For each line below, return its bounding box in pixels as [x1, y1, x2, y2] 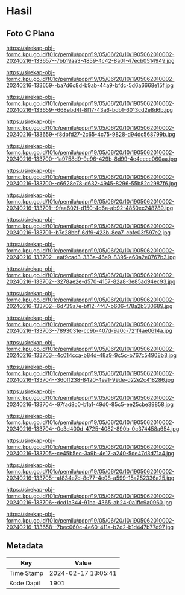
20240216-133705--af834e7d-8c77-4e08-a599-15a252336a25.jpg [6, 474, 175, 481]
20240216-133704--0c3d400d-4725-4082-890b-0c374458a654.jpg [6, 425, 180, 433]
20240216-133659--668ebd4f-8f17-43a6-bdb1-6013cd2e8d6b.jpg [6, 106, 174, 113]
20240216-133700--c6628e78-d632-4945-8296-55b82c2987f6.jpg [6, 180, 178, 187]
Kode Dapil [9, 579, 40, 587]
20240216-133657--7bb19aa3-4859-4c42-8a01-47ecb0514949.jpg [6, 57, 175, 64]
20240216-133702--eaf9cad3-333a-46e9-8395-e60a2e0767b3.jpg [6, 254, 176, 260]
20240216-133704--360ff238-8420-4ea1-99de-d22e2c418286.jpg [6, 376, 174, 383]
